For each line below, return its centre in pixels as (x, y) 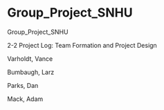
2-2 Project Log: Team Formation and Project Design (82, 45)
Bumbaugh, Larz (31, 72)
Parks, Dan (23, 85)
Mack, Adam (25, 99)
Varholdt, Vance (30, 58)
